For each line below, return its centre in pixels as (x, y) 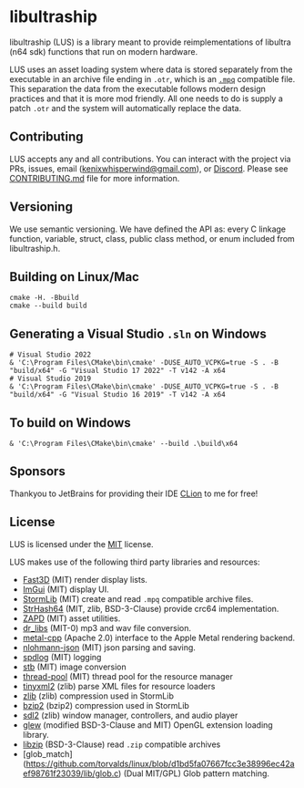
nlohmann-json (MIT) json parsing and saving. (109, 647)
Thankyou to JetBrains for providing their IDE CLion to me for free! (134, 493)
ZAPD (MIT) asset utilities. (71, 618)
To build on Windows (71, 423)
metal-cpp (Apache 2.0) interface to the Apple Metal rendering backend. (159, 638)
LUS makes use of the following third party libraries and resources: (135, 562)
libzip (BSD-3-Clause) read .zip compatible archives (122, 744)
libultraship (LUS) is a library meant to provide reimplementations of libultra (150, 42)
